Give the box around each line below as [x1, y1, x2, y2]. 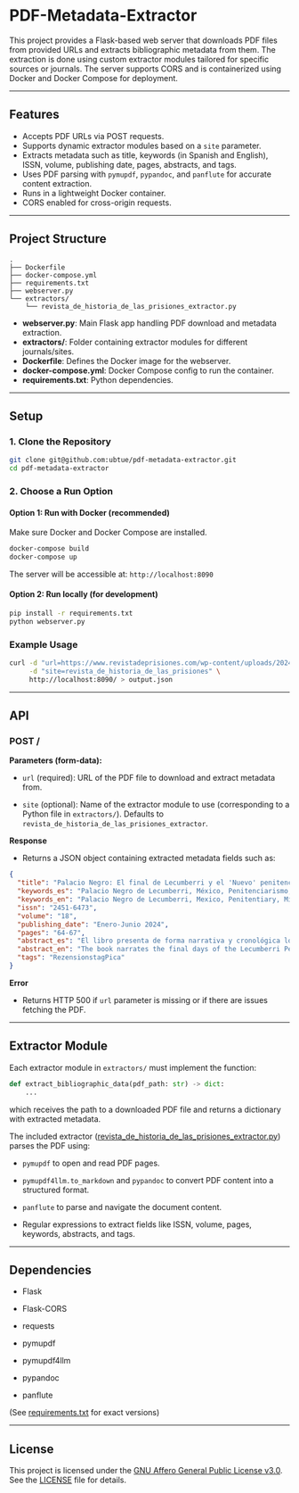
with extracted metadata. [9, 1113, 101, 1124]
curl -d [9, 659, 38, 668]
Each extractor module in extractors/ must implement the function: [9, 1062, 257, 1073]
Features [9, 107, 60, 122]
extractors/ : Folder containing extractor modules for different [21, 336, 248, 347]
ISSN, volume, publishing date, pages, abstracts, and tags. [21, 159, 238, 170]
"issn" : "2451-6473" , [17, 903, 98, 912]
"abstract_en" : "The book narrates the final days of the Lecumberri [17, 945, 280, 954]
